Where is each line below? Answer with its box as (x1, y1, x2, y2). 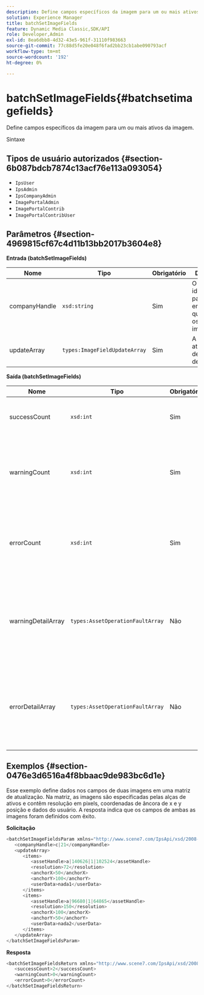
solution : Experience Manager (6, 15, 83, 21)
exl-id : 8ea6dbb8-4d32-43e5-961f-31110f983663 (6, 37, 126, 43)
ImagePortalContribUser (15, 212, 76, 219)
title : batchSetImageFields (6, 20, 78, 26)
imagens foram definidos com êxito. (6, 812, 96, 820)
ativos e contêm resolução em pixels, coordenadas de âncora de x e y (6, 800, 182, 807)
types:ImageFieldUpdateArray (62, 347, 147, 354)
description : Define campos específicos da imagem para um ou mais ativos (6, 8, 200, 15)
